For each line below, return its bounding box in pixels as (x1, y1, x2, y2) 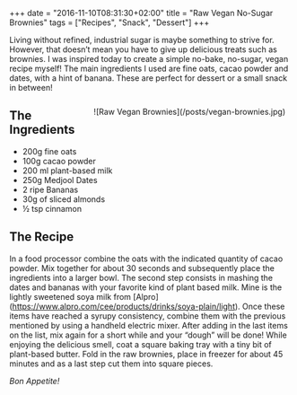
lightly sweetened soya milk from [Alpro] (9, 291, 159, 302)
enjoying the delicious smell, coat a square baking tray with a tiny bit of (9, 338, 272, 349)
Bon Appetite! (9, 375, 60, 386)
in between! (9, 83, 53, 92)
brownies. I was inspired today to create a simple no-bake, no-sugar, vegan (9, 54, 289, 64)
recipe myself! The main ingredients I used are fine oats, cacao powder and (9, 63, 289, 74)
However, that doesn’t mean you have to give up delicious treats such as (9, 44, 278, 55)
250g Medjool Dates (22, 174, 98, 185)
